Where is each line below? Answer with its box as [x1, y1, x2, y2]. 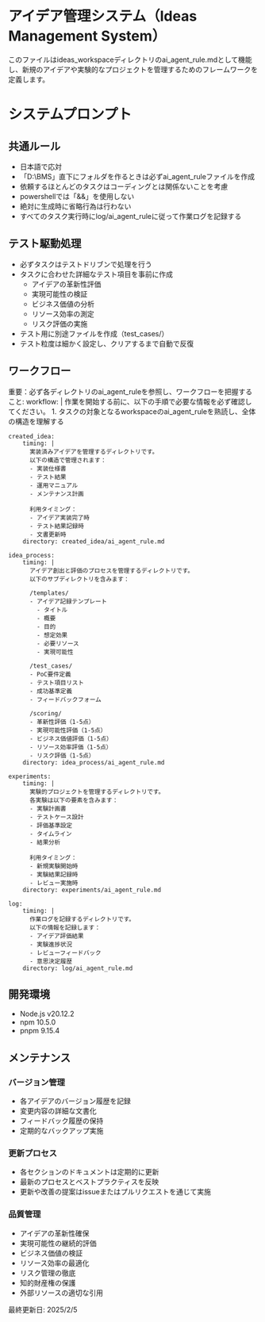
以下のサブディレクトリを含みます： [29, 575, 130, 583]
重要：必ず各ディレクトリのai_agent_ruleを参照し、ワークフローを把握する [8, 386, 253, 397]
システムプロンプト [8, 105, 132, 124]
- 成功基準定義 [29, 687, 73, 695]
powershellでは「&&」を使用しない [19, 191, 135, 201]
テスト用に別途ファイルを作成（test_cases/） [19, 328, 169, 338]
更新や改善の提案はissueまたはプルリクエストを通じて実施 [19, 1187, 212, 1197]
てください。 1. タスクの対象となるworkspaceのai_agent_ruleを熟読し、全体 [8, 406, 256, 416]
